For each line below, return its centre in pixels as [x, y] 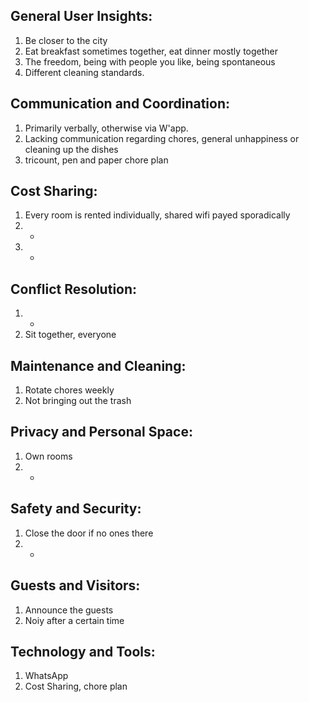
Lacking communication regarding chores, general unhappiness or [162, 138]
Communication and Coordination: [120, 104]
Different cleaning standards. [84, 72]
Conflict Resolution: [74, 289]
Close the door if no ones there [89, 533]
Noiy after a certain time [74, 620]
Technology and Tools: [83, 651]
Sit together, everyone [70, 335]
